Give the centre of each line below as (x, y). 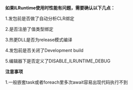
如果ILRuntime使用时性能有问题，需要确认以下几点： (60, 8)
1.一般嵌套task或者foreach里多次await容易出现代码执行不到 (67, 82)
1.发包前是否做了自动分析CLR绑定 (40, 18)
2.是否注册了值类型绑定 (29, 29)
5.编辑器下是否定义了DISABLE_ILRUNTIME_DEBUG (58, 61)
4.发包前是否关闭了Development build (45, 50)
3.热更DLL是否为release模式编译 (39, 40)
